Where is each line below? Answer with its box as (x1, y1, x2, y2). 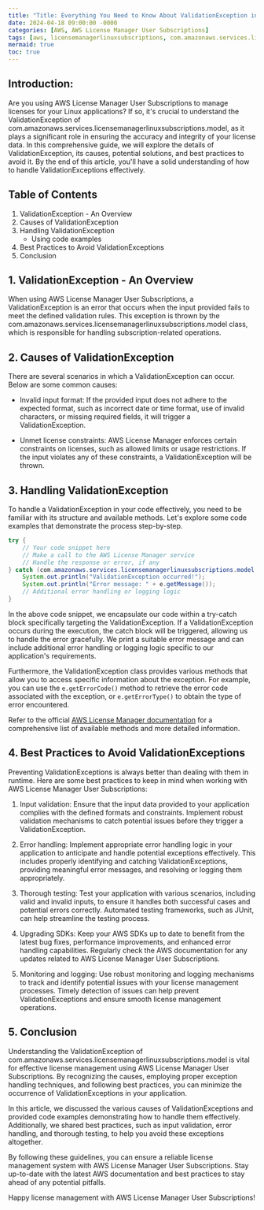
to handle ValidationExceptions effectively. (8, 165, 145, 174)
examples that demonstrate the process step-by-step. (8, 521, 183, 531)
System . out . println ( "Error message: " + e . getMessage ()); (22, 581, 216, 588)
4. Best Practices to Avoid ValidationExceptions (8, 746, 246, 760)
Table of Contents (8, 188, 98, 202)
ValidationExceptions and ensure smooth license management (19, 994, 222, 1004)
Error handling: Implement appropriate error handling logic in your (19, 840, 233, 849)
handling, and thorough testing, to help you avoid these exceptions (8, 1128, 225, 1138)
